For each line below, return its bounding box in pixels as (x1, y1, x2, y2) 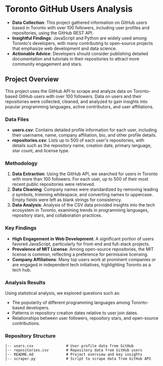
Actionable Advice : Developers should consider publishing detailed (12, 50, 148, 57)
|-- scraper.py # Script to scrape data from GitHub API (5, 356, 151, 362)
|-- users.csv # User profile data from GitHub (5, 344, 134, 348)
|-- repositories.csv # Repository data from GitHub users (5, 348, 143, 353)
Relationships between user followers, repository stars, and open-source (12, 315, 159, 321)
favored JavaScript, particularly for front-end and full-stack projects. (12, 241, 150, 247)
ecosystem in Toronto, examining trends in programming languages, (12, 207, 149, 213)
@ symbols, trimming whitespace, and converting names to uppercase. (12, 192, 153, 198)
